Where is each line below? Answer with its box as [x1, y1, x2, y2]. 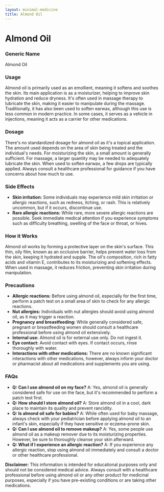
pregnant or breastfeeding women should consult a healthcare [12, 324, 139, 330]
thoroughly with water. [12, 345, 58, 351]
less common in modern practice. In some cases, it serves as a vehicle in [5, 111, 153, 117]
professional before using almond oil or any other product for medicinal [5, 472, 149, 478]
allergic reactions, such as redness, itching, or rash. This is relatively [12, 199, 150, 205]
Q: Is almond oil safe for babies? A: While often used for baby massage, [12, 410, 159, 416]
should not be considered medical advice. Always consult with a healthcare [5, 466, 158, 472]
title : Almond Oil [5, 12, 43, 17]
